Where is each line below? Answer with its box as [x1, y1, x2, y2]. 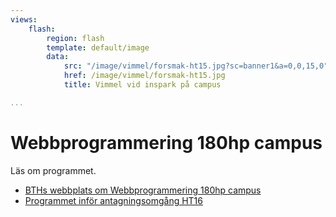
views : [10, 14, 38, 25]
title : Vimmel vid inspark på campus [63, 80, 222, 90]
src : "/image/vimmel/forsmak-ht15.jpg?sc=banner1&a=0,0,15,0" [63, 61, 329, 71]
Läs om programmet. [10, 164, 97, 176]
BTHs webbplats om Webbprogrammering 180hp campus [24, 184, 262, 196]
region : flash [46, 33, 105, 43]
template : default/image [46, 42, 150, 53]
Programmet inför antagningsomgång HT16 [24, 194, 203, 206]
